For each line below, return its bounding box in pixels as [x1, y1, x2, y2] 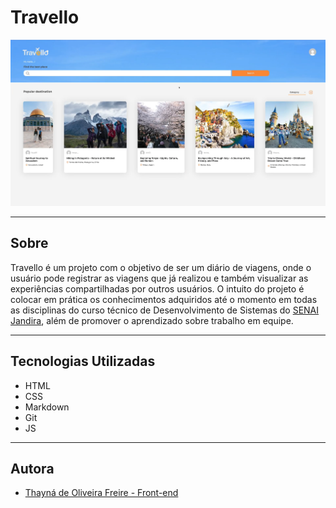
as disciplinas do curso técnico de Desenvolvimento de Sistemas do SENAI [10, 304, 320, 316]
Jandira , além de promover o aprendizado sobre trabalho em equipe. [10, 314, 294, 326]
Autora [10, 460, 55, 477]
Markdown [24, 401, 70, 413]
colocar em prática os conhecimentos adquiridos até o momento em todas [10, 293, 318, 305]
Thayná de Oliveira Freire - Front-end [24, 487, 179, 499]
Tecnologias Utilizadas [10, 353, 156, 370]
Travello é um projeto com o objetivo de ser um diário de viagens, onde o [10, 261, 312, 273]
